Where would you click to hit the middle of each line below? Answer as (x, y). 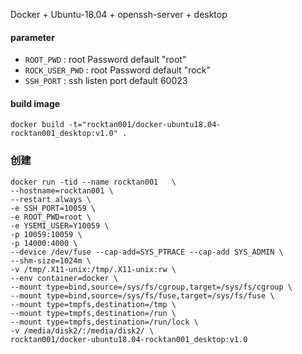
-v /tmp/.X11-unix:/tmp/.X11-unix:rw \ (93, 269)
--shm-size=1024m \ (51, 260)
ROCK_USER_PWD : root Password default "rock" (117, 70)
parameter (32, 37)
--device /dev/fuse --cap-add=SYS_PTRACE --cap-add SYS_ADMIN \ (147, 252)
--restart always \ (51, 199)
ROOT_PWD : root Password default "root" (105, 60)
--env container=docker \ (64, 278)
